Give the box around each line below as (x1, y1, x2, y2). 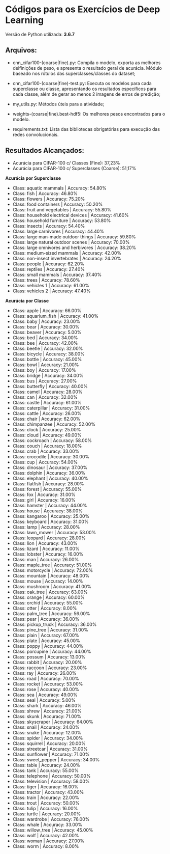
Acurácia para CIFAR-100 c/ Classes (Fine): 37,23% (12, 159, 120, 166)
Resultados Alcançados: (5, 146, 85, 155)
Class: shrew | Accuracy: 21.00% (12, 708, 82, 714)
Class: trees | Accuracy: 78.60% (12, 277, 80, 283)
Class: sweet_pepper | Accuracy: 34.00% (12, 756, 100, 762)
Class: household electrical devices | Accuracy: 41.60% (12, 212, 129, 218)
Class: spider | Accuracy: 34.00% (12, 735, 83, 741)
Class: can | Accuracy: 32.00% (12, 394, 78, 400)
